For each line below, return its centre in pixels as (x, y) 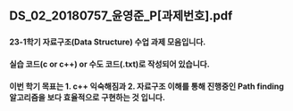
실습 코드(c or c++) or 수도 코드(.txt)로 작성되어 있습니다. (109, 64)
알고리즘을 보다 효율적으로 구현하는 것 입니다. (87, 97)
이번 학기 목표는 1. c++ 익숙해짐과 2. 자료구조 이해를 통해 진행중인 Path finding (146, 86)
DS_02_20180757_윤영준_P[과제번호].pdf (121, 16)
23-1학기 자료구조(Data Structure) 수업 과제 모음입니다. (108, 42)
